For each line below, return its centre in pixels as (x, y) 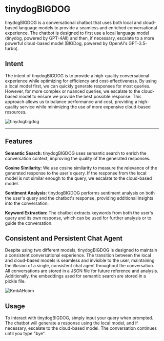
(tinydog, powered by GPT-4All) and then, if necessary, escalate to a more (80, 38)
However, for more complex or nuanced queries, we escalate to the (73, 91)
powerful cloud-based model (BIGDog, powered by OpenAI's (66, 43)
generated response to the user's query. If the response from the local (76, 173)
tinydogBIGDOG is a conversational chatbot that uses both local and (73, 22)
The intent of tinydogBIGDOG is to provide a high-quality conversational (77, 75)
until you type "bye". (26, 334)
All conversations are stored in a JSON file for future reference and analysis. (82, 271)
